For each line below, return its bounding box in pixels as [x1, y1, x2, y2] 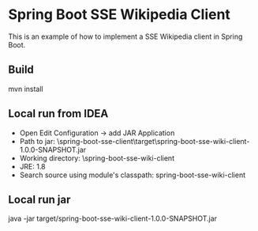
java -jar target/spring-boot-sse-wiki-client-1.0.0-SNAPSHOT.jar [8, 214, 218, 223]
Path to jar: [19, 136, 55, 146]
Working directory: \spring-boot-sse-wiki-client [19, 153, 175, 163]
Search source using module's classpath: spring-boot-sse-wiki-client [19, 170, 246, 180]
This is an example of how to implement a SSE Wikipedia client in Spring [8, 32, 243, 41]
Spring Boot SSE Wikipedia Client [8, 6, 231, 24]
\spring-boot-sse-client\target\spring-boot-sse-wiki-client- [56, 136, 250, 146]
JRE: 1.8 [19, 161, 46, 171]
